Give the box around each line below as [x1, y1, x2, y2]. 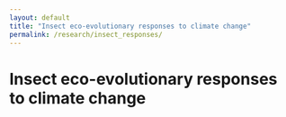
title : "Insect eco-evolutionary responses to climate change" [9, 22, 252, 31]
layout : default [9, 13, 70, 22]
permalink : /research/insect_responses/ [9, 30, 164, 39]
